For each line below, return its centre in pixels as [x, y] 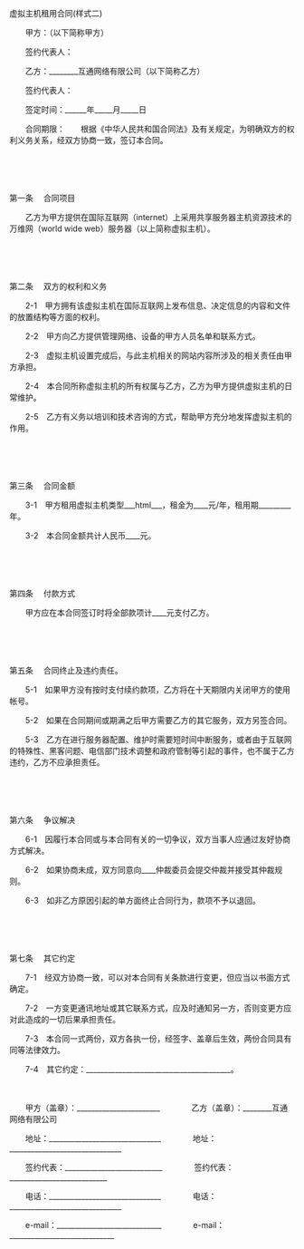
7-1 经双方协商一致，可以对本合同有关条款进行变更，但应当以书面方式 [158, 978]
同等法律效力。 [37, 1050]
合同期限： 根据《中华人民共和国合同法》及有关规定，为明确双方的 [156, 129]
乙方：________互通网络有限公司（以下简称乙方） [115, 71]
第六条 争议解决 [42, 820]
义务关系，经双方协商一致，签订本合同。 [92, 140]
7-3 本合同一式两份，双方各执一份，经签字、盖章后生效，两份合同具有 [158, 1039]
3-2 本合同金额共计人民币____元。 [90, 536]
